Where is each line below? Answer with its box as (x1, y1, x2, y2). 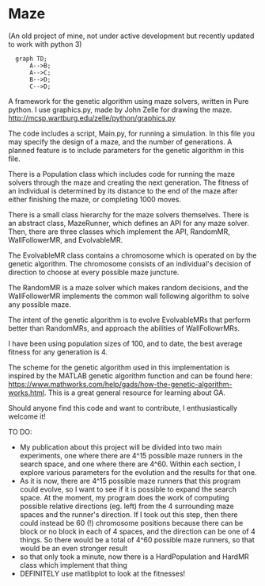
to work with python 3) (8, 39, 82, 48)
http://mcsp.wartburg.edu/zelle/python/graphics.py (8, 113, 176, 123)
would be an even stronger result (19, 543, 128, 553)
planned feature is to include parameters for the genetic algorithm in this (8, 145, 244, 155)
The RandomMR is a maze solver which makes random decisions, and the (8, 282, 249, 292)
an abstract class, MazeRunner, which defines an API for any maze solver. (8, 218, 249, 228)
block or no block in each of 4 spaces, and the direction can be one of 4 (19, 527, 256, 536)
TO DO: (8, 427, 33, 436)
